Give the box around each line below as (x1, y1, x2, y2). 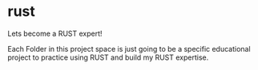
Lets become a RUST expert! (7, 29, 103, 38)
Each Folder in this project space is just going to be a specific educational (7, 44, 251, 53)
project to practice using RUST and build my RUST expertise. (7, 52, 209, 62)
